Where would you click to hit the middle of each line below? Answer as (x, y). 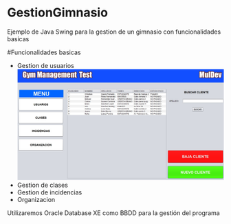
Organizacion (36, 200)
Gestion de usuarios (45, 65)
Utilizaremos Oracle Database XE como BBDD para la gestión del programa (113, 213)
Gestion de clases (43, 185)
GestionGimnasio (58, 13)
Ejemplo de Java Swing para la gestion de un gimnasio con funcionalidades (114, 32)
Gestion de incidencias (49, 192)
